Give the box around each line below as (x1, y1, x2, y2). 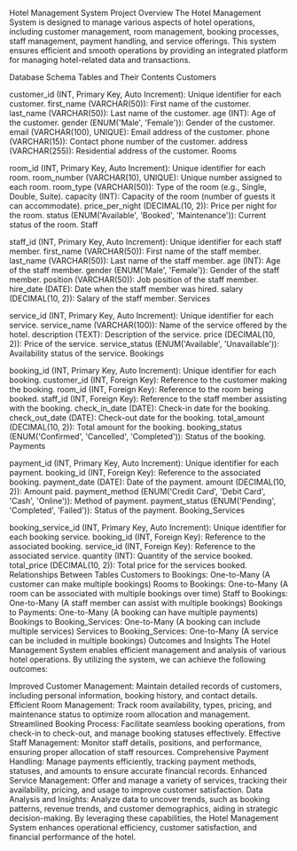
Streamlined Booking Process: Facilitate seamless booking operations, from (9, 719, 285, 729)
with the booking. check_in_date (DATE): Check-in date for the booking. (9, 403, 270, 414)
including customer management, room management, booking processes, (9, 27, 279, 36)
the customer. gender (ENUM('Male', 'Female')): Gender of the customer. (9, 117, 276, 128)
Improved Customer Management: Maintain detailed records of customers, (9, 681, 282, 691)
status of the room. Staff (9, 219, 98, 230)
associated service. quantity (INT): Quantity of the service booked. (9, 550, 254, 561)
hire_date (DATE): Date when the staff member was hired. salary (9, 284, 244, 294)
